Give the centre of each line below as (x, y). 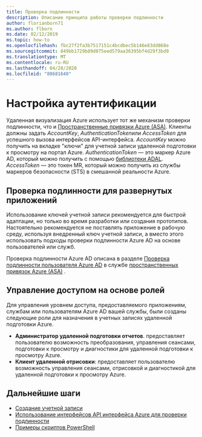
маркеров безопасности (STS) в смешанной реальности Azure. (89, 172)
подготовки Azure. (30, 324)
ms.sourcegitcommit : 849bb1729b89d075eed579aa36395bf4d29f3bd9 (88, 51)
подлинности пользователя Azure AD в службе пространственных (92, 265)
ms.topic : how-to (28, 40)
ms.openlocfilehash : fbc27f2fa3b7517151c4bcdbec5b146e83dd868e (88, 46)
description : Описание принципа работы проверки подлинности (85, 18)
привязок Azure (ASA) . (36, 271)
